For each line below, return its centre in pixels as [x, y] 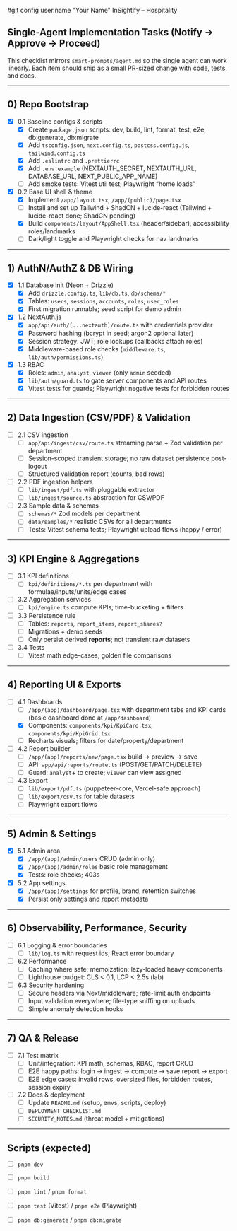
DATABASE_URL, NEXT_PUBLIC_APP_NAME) [93, 176]
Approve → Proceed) [54, 43]
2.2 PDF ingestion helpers [55, 482]
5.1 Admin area [39, 851]
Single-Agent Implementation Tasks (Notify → [110, 32]
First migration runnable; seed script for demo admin [105, 309]
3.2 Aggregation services [54, 600]
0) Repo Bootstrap [48, 104]
